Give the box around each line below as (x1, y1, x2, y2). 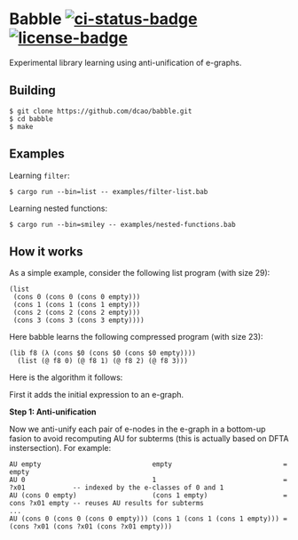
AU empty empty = (9, 460, 288, 469)
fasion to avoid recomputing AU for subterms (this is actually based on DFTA (9, 433, 289, 444)
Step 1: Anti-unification (9, 407, 97, 417)
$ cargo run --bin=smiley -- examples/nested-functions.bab (9, 220, 237, 229)
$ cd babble (9, 114, 53, 124)
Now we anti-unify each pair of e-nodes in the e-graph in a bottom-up (9, 423, 266, 435)
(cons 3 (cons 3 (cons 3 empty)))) (12, 316, 145, 325)
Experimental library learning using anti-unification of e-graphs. (9, 57, 242, 68)
